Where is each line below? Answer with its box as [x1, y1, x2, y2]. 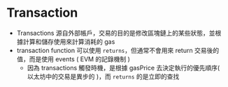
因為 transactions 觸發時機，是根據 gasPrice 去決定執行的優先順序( [27, 63, 220, 72]
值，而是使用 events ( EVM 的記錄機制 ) [16, 54, 131, 63]
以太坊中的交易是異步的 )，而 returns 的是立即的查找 [27, 72, 180, 81]
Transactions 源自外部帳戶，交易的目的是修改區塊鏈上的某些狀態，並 [16, 29, 215, 37]
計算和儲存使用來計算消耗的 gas [22, 37, 115, 46]
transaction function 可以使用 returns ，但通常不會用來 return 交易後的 [16, 46, 220, 54]
